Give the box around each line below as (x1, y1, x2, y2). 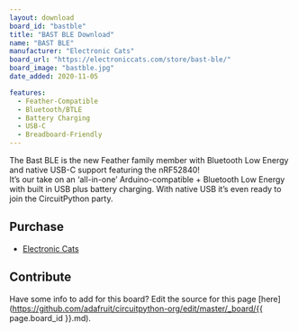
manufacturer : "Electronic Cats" (9, 47, 135, 56)
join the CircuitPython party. (9, 193, 113, 204)
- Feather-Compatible (17, 97, 99, 106)
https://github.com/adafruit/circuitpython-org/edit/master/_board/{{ (12, 303, 264, 314)
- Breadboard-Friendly (17, 130, 103, 140)
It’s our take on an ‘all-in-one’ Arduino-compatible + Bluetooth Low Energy (9, 174, 285, 185)
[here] (257, 293, 281, 304)
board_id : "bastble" (9, 22, 87, 31)
